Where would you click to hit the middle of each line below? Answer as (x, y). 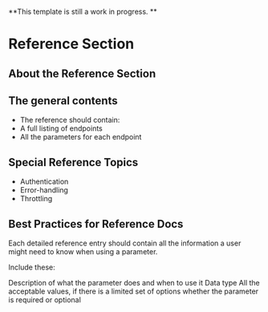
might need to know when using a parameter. (83, 252)
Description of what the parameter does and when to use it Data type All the (134, 283)
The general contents (63, 101)
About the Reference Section (82, 73)
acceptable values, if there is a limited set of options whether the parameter (134, 291)
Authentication (44, 182)
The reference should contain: (70, 120)
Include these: (32, 267)
